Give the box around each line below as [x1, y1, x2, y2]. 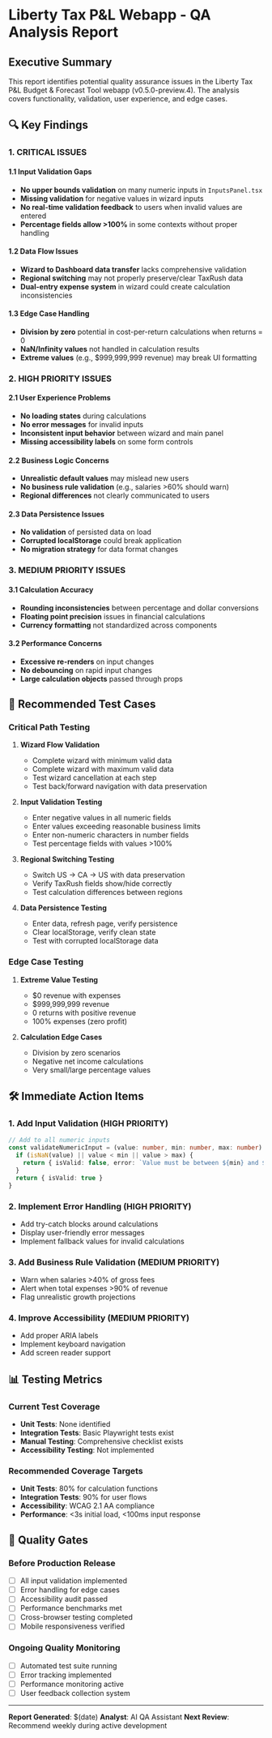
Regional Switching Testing [19, 854, 115, 864]
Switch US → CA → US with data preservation [32, 870, 185, 880]
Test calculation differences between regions [32, 888, 184, 897]
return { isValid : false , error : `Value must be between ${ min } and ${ [23, 1159, 270, 1167]
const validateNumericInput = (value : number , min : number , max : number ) [8, 1144, 263, 1152]
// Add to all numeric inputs [8, 1137, 111, 1145]
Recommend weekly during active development [8, 1721, 168, 1731]
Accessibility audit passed [19, 1595, 108, 1604]
